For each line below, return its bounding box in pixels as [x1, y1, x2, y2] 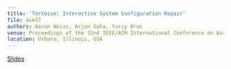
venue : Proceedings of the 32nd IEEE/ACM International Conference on [7, 29, 214, 37]
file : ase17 [7, 17, 41, 23]
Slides [7, 55, 25, 63]
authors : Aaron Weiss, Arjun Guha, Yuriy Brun [7, 23, 143, 30]
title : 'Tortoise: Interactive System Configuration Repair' [7, 10, 186, 17]
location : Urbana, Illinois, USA [7, 36, 103, 43]
